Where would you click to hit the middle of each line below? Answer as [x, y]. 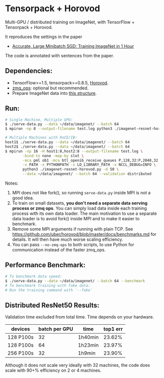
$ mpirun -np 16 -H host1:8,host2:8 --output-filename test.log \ [74, 151]
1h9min [87, 353]
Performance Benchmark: [45, 265]
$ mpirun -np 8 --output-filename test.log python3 [59, 129]
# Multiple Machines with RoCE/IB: [41, 138]
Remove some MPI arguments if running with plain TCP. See [72, 229]
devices [21, 329]
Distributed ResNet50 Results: [52, 305]
